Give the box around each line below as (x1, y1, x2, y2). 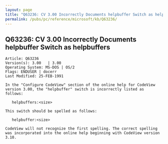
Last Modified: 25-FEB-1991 (5, 73, 64, 79)
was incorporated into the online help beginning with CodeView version (5, 130, 160, 135)
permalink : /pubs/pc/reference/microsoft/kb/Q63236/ (5, 16, 117, 21)
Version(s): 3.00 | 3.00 (5, 60, 61, 65)
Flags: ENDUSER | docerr (5, 69, 57, 74)
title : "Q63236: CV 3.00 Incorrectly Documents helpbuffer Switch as (5, 12, 153, 17)
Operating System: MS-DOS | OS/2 (5, 65, 75, 70)
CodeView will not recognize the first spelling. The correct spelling (5, 126, 157, 131)
